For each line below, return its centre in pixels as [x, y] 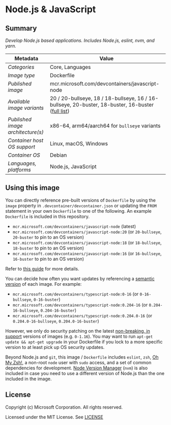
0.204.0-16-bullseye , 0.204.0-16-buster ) [56, 321]
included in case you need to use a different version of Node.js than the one [85, 373]
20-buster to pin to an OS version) [48, 237]
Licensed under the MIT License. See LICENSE [54, 417]
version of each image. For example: [44, 284]
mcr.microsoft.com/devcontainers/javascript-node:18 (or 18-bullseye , [87, 242]
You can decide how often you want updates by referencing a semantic [80, 279]
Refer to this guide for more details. [42, 268]
